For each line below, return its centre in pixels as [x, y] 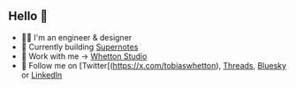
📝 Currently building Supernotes [80, 47]
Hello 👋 [28, 16]
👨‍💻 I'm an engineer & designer [76, 37]
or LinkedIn [42, 75]
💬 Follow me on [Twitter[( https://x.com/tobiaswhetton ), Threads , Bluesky [154, 65]
